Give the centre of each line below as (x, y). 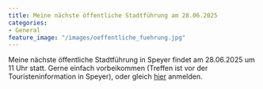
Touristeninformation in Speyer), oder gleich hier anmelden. (105, 76)
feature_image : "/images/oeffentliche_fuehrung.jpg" (97, 37)
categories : (28, 23)
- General (25, 30)
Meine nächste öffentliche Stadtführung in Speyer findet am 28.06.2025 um (131, 60)
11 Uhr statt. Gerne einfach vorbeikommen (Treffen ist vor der (108, 69)
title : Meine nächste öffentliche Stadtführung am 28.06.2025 (113, 15)
